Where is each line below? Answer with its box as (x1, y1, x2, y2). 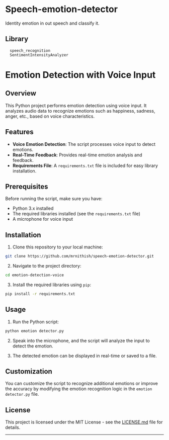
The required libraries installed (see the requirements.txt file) (12, 211, 141, 217)
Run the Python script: (12, 318, 59, 325)
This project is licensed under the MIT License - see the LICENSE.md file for (5, 419, 163, 425)
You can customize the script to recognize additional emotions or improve (5, 381, 158, 387)
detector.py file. (5, 391, 39, 397)
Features (5, 128, 34, 136)
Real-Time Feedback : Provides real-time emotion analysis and (12, 152, 142, 158)
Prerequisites (5, 182, 48, 191)
